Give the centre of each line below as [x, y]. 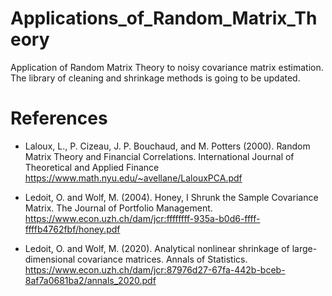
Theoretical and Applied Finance [92, 167]
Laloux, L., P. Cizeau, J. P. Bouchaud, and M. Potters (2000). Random [167, 146]
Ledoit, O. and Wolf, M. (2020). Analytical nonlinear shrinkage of [157, 248]
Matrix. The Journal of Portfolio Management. [118, 208]
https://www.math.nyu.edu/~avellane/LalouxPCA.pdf [133, 178]
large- [304, 248]
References [59, 118]
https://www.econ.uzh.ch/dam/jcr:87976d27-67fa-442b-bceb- [155, 269]
